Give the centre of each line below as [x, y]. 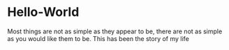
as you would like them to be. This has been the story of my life [98, 38]
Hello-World [43, 12]
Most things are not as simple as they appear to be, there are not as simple [115, 31]
